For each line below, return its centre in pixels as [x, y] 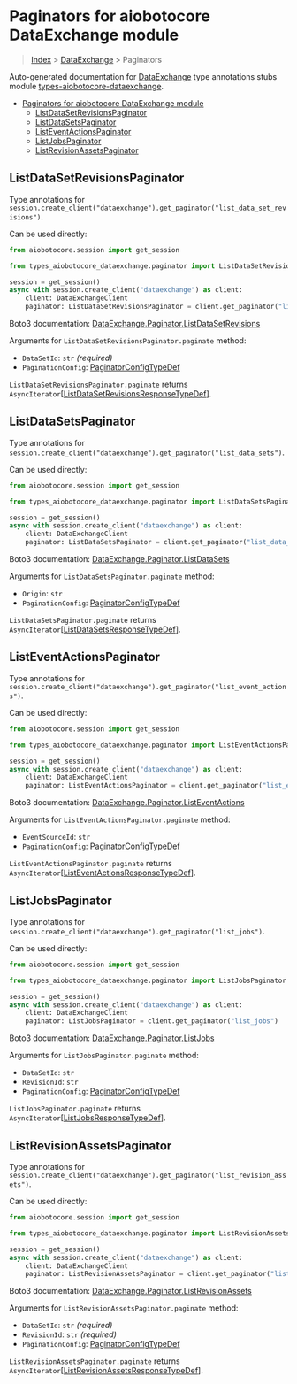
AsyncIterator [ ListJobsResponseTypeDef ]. [88, 1118]
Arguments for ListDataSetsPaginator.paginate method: [112, 576]
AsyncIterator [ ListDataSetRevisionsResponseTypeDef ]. [110, 394]
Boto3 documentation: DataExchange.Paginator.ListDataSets [119, 559]
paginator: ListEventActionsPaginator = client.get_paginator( [144, 786]
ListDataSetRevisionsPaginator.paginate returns [99, 384]
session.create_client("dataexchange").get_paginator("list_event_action [148, 687]
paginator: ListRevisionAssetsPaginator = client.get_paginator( [148, 1274]
